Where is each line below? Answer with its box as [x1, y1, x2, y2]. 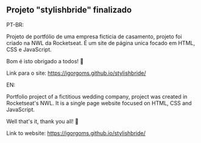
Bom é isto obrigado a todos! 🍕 [6, 57, 84, 65]
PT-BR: [6, 21, 24, 28]
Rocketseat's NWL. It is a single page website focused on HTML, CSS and [6, 99, 192, 106]
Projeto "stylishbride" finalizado [6, 5, 132, 15]
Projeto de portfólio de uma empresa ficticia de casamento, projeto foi [6, 33, 182, 40]
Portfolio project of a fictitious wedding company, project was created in [6, 92, 188, 100]
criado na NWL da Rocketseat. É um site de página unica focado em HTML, [6, 39, 196, 46]
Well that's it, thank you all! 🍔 [6, 117, 79, 125]
